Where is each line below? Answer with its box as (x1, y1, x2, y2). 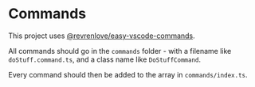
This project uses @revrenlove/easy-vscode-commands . (8, 31, 195, 40)
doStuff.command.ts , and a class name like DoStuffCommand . (8, 55, 202, 64)
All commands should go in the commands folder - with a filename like (8, 46, 232, 55)
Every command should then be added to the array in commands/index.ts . (8, 70, 249, 79)
